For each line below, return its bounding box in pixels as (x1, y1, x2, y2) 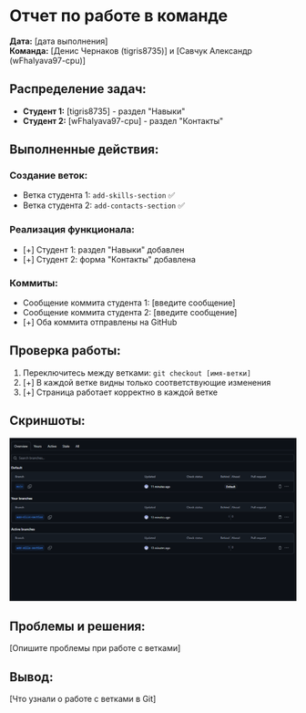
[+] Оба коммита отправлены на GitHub (22, 316, 178, 328)
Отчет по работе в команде (9, 5, 229, 26)
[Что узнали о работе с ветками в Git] (9, 694, 157, 705)
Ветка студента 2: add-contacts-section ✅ (22, 200, 185, 211)
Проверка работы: (9, 343, 121, 358)
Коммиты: (9, 276, 58, 289)
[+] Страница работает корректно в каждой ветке (22, 387, 219, 398)
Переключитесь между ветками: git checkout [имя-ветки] (22, 367, 252, 378)
